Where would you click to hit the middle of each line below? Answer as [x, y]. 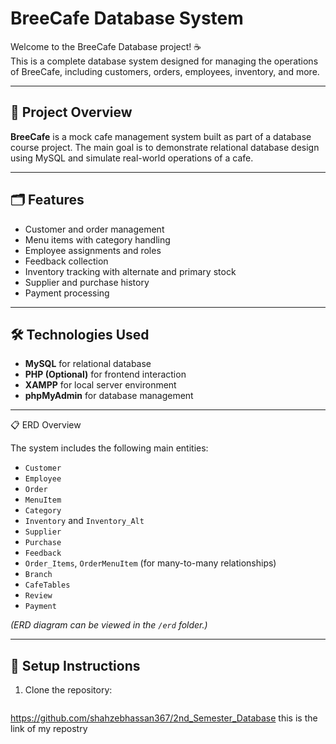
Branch [38, 575]
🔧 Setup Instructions [75, 665]
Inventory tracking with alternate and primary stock [130, 271]
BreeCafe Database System [127, 18]
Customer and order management [94, 229]
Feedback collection [66, 261]
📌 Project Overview [71, 112]
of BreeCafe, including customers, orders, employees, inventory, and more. [165, 71]
